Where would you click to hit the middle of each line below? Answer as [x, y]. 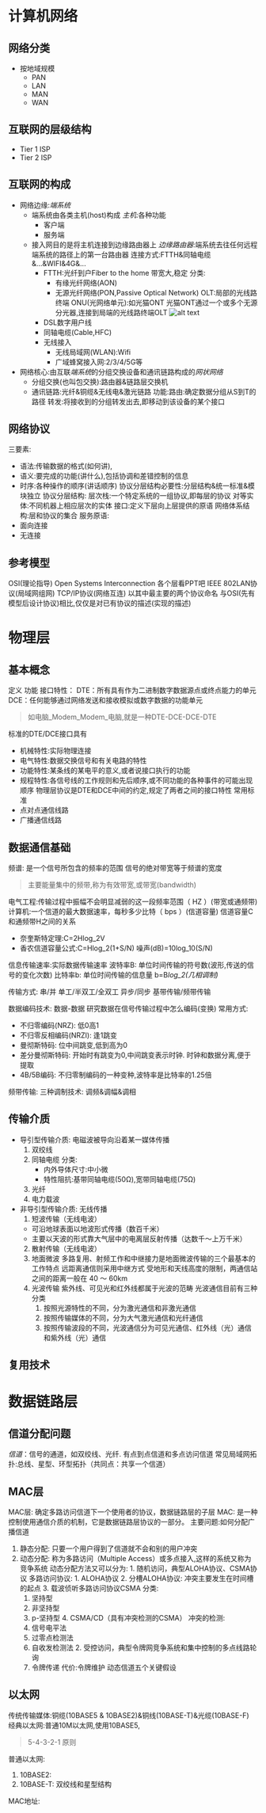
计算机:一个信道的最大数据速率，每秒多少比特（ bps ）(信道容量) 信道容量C [131, 912]
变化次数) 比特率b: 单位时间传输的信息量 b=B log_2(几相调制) [120, 975]
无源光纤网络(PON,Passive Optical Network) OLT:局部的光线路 [156, 292]
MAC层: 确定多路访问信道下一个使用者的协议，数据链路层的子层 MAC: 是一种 [133, 1512]
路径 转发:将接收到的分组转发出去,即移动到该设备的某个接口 [128, 402]
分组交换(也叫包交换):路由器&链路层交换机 [100, 382]
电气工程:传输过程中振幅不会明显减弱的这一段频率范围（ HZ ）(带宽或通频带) [133, 902]
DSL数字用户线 [68, 322]
